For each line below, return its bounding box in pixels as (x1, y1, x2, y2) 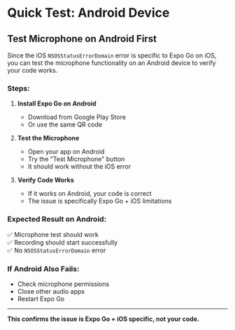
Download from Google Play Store (27, 113, 126, 122)
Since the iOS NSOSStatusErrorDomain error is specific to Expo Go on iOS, (7, 51, 217, 59)
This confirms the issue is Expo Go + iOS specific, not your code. (7, 315, 199, 323)
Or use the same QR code (27, 120, 103, 129)
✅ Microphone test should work (7, 230, 99, 238)
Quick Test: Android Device (7, 5, 170, 21)
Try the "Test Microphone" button (27, 155, 125, 164)
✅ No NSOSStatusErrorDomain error (7, 246, 106, 254)
